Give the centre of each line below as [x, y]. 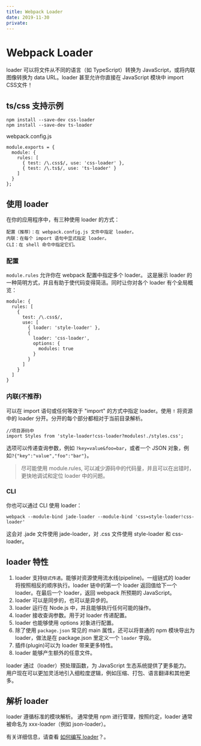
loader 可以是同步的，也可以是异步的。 [63, 600]
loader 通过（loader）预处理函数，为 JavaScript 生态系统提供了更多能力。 [98, 665]
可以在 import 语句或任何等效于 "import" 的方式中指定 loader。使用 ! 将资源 [100, 411]
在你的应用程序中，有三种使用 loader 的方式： [63, 219]
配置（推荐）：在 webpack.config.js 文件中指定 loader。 [71, 232]
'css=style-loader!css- [165, 517]
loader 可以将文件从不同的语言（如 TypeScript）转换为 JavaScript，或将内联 [101, 70]
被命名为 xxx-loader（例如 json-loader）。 [58, 724]
